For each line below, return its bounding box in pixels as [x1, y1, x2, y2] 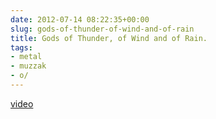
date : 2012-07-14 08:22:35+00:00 [10, 14, 150, 25]
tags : [10, 42, 33, 53]
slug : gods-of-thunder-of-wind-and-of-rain [10, 24, 195, 34]
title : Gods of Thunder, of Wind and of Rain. [10, 33, 208, 43]
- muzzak [10, 61, 47, 71]
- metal [10, 52, 43, 62]
